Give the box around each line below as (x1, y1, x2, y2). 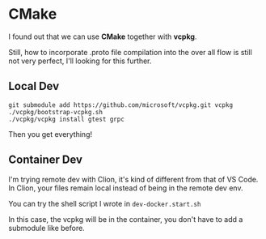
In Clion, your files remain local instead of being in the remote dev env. (8, 183, 243, 193)
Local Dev (8, 79, 60, 93)
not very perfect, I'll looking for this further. (8, 56, 152, 66)
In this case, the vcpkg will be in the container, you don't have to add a (8, 214, 243, 224)
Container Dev (8, 153, 83, 167)
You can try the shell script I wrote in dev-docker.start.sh (8, 198, 201, 208)
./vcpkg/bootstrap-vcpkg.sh (8, 108, 103, 116)
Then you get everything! (8, 129, 93, 139)
